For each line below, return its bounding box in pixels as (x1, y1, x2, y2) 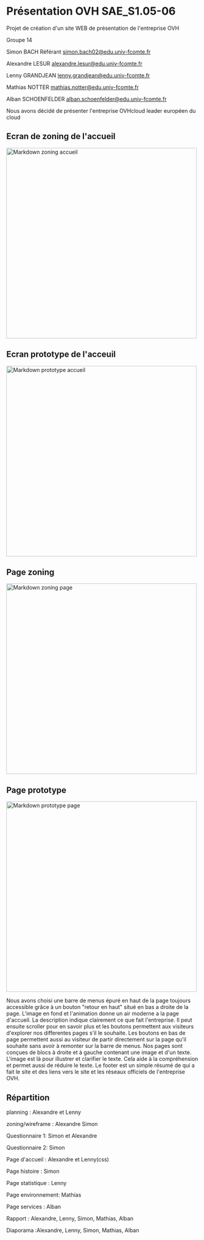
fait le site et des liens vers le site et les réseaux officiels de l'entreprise (6, 1068, 186, 1075)
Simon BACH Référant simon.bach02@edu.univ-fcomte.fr (6, 48, 151, 55)
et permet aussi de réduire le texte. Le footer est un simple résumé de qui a (6, 1062, 195, 1069)
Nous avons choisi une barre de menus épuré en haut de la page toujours (6, 997, 191, 1004)
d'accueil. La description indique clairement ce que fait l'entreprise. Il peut (6, 1016, 193, 1024)
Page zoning (6, 567, 55, 577)
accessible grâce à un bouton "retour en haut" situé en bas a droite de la (6, 1003, 189, 1011)
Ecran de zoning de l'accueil (6, 131, 116, 141)
